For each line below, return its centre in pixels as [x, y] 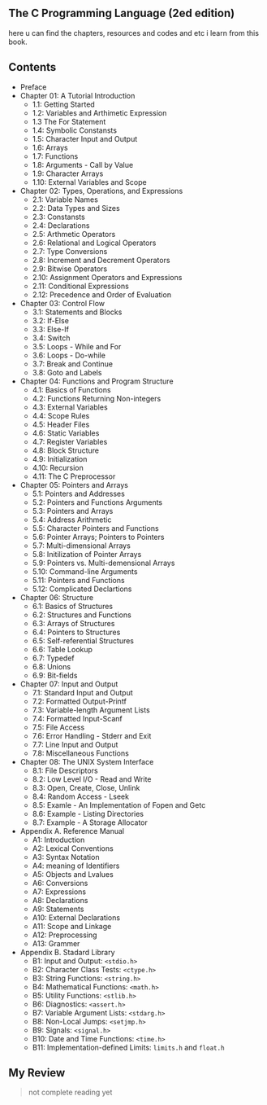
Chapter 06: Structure [57, 597]
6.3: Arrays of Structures [73, 623]
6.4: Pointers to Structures [76, 632]
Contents [32, 67]
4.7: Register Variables [70, 441]
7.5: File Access [58, 727]
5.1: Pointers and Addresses [79, 493]
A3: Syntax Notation [66, 857]
